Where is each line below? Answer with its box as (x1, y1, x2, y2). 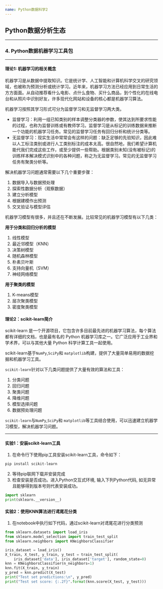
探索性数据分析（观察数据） (12, 185, 68, 191)
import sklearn (5, 493, 36, 498)
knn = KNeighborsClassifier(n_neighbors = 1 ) (5, 561, 95, 566)
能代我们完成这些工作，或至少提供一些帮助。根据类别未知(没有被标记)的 (12, 147, 156, 152)
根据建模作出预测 (12, 198, 47, 203)
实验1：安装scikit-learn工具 (5, 440, 61, 446)
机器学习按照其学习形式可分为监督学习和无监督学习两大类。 (5, 106, 124, 112)
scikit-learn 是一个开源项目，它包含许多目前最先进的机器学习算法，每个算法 (5, 328, 156, 334)
